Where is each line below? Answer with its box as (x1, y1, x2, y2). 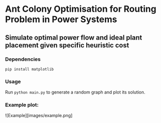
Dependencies (5, 55, 41, 62)
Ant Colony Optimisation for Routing (5, 3, 157, 15)
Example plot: (5, 101, 39, 108)
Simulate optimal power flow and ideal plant (5, 33, 142, 42)
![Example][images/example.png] (5, 113, 73, 119)
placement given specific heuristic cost (5, 41, 129, 49)
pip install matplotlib (5, 67, 54, 72)
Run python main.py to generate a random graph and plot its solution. (5, 89, 145, 95)
